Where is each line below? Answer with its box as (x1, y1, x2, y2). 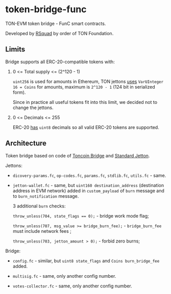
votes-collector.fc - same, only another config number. (12, 283, 133, 289)
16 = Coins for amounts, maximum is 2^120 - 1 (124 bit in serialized (12, 84, 156, 90)
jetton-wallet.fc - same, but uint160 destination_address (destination (12, 182, 164, 188)
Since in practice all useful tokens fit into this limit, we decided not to (12, 99, 157, 105)
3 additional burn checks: (12, 203, 66, 209)
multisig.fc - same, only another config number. (12, 273, 116, 279)
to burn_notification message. (12, 193, 79, 199)
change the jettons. (12, 104, 54, 111)
